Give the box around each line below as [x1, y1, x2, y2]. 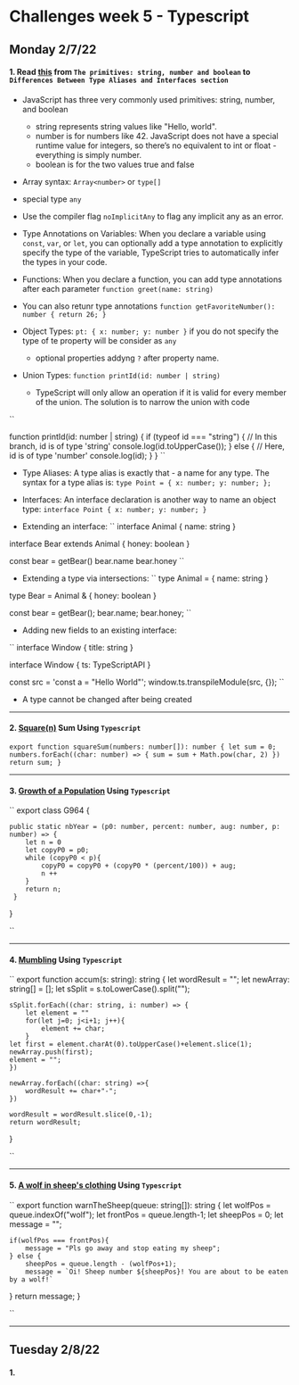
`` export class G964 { [9, 805, 91, 816]
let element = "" [25, 1008, 90, 1018]
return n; [25, 885, 62, 894]
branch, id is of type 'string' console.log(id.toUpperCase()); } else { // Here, [9, 440, 285, 452]
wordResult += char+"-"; [25, 1087, 117, 1096]
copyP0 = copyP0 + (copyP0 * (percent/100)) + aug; [41, 861, 238, 871]
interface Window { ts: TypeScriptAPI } [9, 659, 151, 670]
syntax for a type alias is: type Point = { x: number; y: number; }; [21, 477, 271, 487]
